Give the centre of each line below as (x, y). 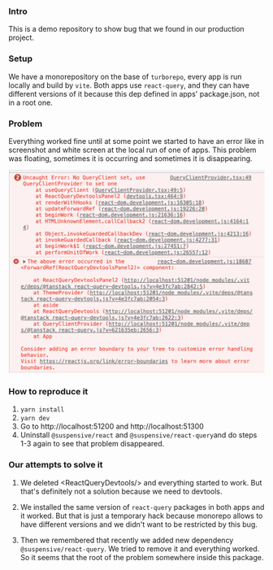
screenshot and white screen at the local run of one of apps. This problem (132, 150)
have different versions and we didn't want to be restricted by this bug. (139, 524)
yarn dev (35, 419)
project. (22, 37)
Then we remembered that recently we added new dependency (127, 540)
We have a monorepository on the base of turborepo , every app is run (125, 76)
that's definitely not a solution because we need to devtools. (121, 491)
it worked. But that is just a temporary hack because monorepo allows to (141, 516)
